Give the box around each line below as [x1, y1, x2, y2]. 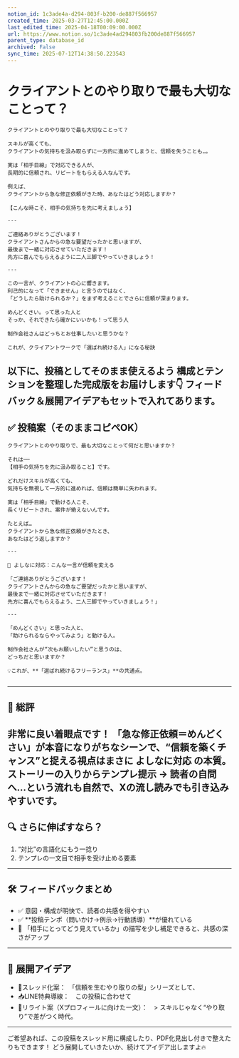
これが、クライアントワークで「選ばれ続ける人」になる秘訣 [7, 344, 156, 351]
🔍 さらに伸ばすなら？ [7, 821, 103, 833]
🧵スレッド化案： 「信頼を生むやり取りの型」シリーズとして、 [17, 983, 199, 992]
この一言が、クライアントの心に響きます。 [7, 280, 112, 287]
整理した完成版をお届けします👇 [44, 379, 184, 391]
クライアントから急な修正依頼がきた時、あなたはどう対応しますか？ [7, 190, 177, 198]
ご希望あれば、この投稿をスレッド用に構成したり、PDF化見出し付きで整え [7, 1034, 225, 1042]
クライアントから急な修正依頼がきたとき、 [7, 528, 113, 535]
